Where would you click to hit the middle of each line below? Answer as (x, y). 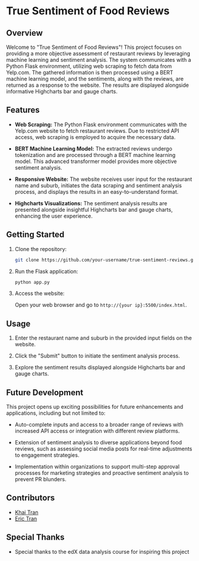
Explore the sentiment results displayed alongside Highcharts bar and (100, 368)
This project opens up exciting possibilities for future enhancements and (95, 407)
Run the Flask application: (46, 271)
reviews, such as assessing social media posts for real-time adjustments (103, 449)
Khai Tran (26, 512)
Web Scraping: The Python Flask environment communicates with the (101, 124)
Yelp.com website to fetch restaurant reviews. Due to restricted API (97, 131)
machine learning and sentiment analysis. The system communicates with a (99, 60)
